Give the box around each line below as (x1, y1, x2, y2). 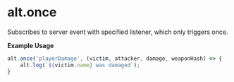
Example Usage (7, 41, 54, 49)
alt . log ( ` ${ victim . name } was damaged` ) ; (20, 61, 140, 69)
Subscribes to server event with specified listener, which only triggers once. (7, 28, 228, 36)
